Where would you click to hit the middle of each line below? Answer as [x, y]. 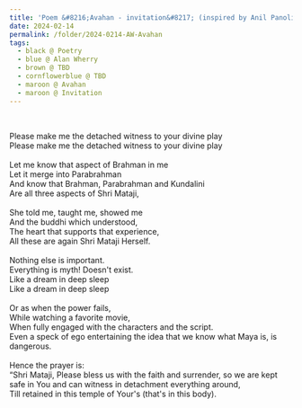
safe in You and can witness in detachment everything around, [125, 384]
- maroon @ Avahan [52, 84]
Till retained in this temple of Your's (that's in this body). [113, 394]
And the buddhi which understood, [74, 222]
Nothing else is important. [57, 260]
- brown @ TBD [44, 68]
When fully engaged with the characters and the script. [111, 327]
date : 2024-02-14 [42, 26]
